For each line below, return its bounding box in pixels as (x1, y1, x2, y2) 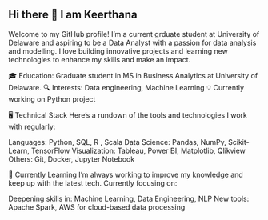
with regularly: (8, 122, 56, 131)
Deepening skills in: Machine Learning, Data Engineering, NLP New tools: (8, 194, 250, 203)
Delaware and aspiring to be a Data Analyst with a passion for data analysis (8, 38, 257, 47)
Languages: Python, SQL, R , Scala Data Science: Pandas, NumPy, (8, 137, 226, 146)
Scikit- (227, 137, 250, 146)
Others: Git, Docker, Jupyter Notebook (8, 154, 135, 164)
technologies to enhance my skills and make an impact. (8, 54, 191, 64)
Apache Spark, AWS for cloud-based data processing (8, 202, 186, 212)
